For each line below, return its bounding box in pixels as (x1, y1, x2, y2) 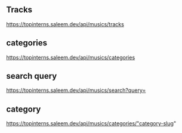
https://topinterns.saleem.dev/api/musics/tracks (6, 20, 124, 27)
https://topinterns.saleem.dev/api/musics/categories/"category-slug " (6, 120, 177, 127)
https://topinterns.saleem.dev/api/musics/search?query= (6, 86, 146, 94)
